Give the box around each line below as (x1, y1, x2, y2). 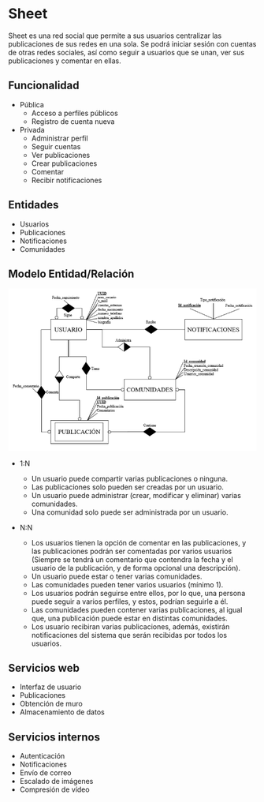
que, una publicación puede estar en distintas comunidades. (31, 613, 229, 623)
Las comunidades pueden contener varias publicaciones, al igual (31, 605, 243, 614)
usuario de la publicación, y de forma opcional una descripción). (31, 563, 241, 572)
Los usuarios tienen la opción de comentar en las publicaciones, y (31, 538, 247, 547)
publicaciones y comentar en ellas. (8, 56, 121, 66)
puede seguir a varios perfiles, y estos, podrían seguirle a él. (31, 597, 229, 606)
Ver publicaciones (31, 150, 91, 159)
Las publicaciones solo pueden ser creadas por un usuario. (31, 482, 225, 492)
